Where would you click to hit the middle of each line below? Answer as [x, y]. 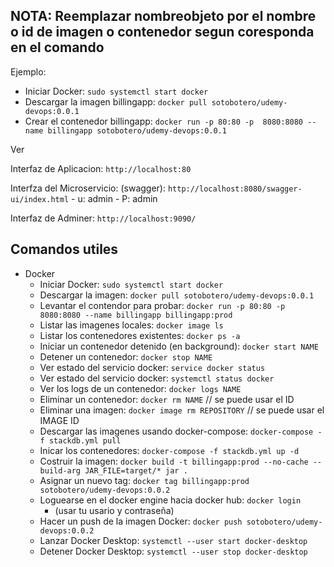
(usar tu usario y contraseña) [114, 510]
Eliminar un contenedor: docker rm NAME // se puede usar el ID [167, 399]
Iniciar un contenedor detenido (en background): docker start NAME [179, 346]
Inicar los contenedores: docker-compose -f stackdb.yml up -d [169, 450]
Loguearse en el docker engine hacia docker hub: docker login [170, 500]
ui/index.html [40, 199]
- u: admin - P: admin [114, 198]
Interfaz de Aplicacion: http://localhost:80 [101, 168]
